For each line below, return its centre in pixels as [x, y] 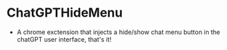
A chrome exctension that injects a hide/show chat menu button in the [118, 32]
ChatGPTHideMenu [65, 13]
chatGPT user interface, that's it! [64, 39]
